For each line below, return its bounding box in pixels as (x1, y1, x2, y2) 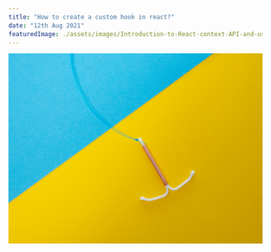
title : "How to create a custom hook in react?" (8, 13, 175, 21)
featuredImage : (8, 30, 60, 38)
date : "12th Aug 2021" (8, 21, 85, 30)
